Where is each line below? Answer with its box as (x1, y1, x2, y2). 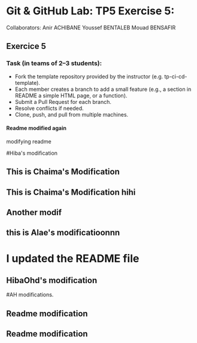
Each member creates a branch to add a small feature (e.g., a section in (14, 85, 192, 93)
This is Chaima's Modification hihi (6, 187, 136, 197)
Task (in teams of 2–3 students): (6, 59, 102, 68)
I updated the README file (6, 252, 140, 265)
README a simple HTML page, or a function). (14, 91, 128, 99)
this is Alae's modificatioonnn (6, 228, 120, 238)
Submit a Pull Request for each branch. (14, 98, 112, 105)
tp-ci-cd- (164, 73, 187, 80)
